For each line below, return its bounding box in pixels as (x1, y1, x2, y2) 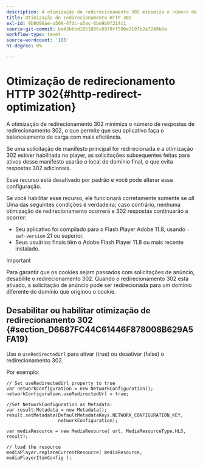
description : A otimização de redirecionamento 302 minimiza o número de (6, 9, 198, 15)
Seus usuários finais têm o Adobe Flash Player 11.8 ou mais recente (15, 238, 184, 246)
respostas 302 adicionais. (6, 164, 71, 171)
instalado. (15, 244, 40, 252)
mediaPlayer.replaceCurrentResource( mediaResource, (6, 449, 143, 455)
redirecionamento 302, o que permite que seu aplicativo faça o (6, 126, 164, 134)
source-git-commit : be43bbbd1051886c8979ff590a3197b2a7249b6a (6, 26, 167, 32)
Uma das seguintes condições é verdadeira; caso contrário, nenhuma (6, 201, 181, 208)
